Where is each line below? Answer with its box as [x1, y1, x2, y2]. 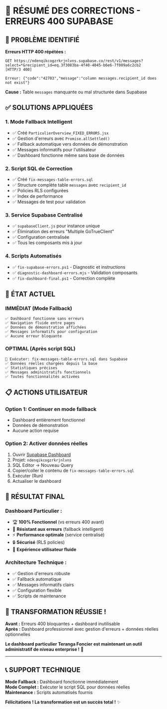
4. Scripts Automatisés [5, 253, 62, 260]
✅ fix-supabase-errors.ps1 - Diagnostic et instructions [12, 264, 126, 270]
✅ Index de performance [12, 193, 63, 199]
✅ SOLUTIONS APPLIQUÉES [5, 103, 93, 112]
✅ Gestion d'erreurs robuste [12, 570, 71, 576]
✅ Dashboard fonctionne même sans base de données [12, 152, 125, 158]
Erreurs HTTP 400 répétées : [5, 49, 66, 54]
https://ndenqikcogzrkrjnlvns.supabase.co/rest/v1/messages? [14, 58, 143, 63]
